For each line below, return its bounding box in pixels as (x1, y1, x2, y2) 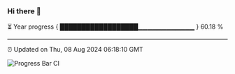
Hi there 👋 (7, 6, 42, 16)
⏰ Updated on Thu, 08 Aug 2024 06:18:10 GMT (7, 45, 143, 54)
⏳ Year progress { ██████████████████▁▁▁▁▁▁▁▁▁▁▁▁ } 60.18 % (7, 22, 224, 31)
